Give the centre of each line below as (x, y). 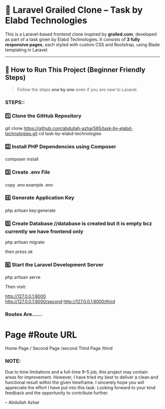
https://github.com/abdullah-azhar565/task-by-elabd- (79, 128)
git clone (14, 128)
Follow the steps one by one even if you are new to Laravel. (77, 89)
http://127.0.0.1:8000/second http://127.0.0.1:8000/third (60, 302)
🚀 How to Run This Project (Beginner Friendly (75, 70)
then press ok (19, 252)
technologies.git (21, 133)
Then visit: (16, 287)
